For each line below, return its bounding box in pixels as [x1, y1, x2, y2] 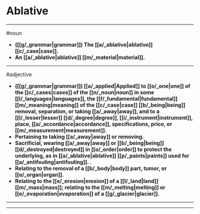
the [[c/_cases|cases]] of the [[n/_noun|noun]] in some [14, 88, 155, 96]
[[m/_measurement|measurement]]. [14, 126, 107, 134]
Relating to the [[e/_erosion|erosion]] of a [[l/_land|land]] [14, 177, 159, 184]
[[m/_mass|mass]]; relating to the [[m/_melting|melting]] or [14, 184, 165, 191]
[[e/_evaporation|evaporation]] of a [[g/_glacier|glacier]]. [14, 190, 160, 197]
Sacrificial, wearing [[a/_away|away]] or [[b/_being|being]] [14, 139, 164, 147]
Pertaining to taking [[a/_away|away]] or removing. [14, 133, 144, 140]
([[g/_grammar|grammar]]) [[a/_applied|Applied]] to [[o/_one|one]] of [14, 82, 190, 89]
